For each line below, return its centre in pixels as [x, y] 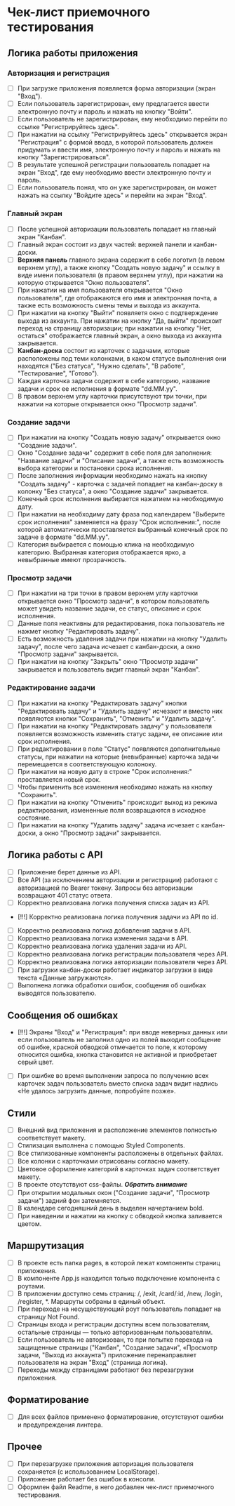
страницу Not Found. [48, 1317]
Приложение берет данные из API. [69, 872]
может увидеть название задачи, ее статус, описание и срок [109, 608]
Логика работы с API [55, 855]
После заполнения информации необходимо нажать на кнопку [112, 476]
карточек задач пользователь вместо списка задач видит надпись [118, 1084]
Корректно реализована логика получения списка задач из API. [114, 902]
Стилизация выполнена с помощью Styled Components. [101, 1145]
